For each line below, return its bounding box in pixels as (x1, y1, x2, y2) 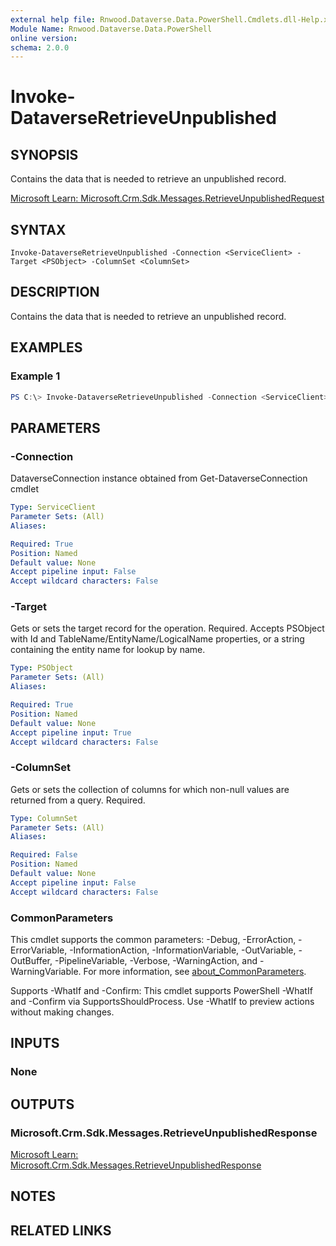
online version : (10, 33, 78, 43)
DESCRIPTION (10, 284, 100, 301)
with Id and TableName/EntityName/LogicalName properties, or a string (10, 633, 305, 645)
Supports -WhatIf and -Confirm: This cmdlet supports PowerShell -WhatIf (10, 985, 313, 997)
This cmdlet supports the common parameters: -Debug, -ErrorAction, (10, 934, 297, 946)
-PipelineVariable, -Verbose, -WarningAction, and (54, 955, 258, 967)
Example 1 (10, 369, 61, 383)
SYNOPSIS (10, 146, 79, 163)
